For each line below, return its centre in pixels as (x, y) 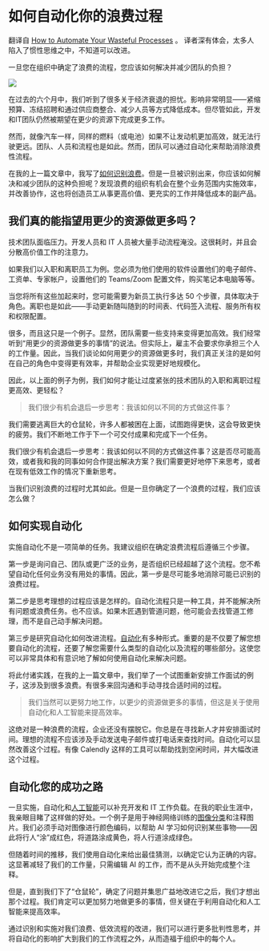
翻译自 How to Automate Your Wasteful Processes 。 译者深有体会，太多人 (131, 40)
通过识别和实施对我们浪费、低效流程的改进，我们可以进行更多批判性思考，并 (134, 929)
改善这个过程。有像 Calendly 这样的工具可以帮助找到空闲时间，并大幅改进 (137, 749)
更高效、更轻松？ (36, 390)
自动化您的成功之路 (56, 786)
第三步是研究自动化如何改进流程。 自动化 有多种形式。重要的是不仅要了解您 (131, 638)
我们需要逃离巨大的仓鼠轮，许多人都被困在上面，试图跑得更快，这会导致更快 (134, 424)
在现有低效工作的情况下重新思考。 (64, 471)
